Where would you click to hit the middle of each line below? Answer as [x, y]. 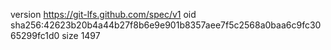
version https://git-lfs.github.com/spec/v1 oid [103, 14]
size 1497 [81, 35]
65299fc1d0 [35, 35]
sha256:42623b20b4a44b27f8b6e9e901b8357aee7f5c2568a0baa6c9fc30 [166, 25]
